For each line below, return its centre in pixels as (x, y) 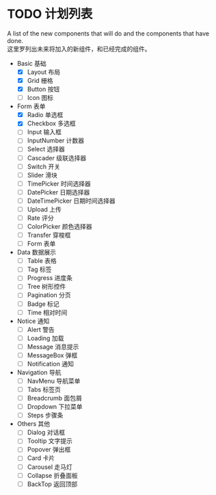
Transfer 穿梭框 (49, 235)
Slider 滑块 (42, 175)
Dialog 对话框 (46, 433)
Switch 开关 (44, 166)
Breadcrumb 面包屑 (54, 398)
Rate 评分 (40, 218)
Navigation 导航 (39, 372)
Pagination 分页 (49, 295)
